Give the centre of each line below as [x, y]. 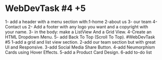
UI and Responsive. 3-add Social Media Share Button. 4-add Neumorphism [80, 47]
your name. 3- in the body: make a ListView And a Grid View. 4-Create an [78, 32]
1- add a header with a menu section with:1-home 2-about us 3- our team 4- [81, 22]
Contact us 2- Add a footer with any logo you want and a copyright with [77, 26]
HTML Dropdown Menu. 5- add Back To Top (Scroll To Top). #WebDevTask [80, 37]
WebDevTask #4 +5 [45, 8]
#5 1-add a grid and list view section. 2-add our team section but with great [81, 42]
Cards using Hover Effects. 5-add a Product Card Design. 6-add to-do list [78, 52]
